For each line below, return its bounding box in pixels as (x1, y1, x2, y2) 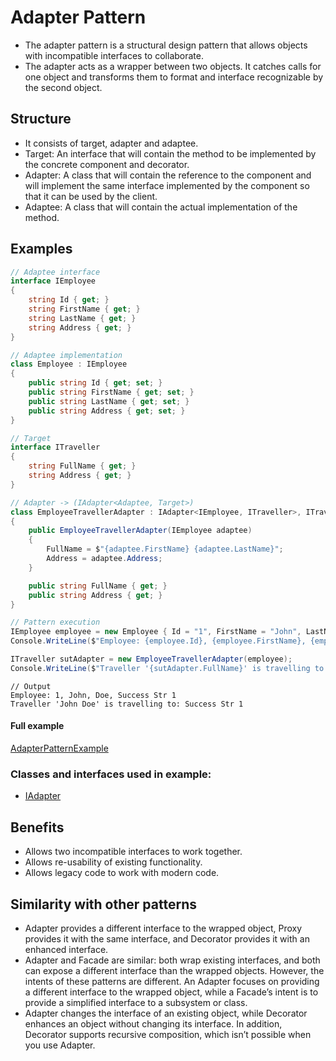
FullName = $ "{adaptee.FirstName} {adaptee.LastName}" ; (46, 544, 284, 555)
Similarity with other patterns (10, 896, 197, 913)
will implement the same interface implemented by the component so (24, 179, 310, 191)
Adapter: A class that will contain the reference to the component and (24, 169, 312, 181)
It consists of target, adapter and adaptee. (24, 137, 199, 149)
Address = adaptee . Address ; (46, 554, 163, 564)
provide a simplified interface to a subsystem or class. (24, 996, 248, 1008)
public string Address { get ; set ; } (28, 406, 186, 416)
